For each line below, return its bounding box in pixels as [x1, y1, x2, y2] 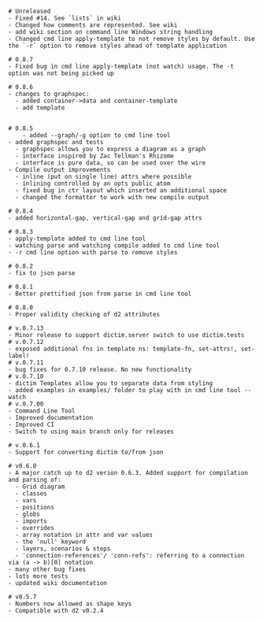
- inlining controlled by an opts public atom [15, 180, 171, 187]
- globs [15, 510, 41, 518]
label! [8, 352, 30, 360]
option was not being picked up [8, 69, 114, 77]
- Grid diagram [15, 483, 65, 491]
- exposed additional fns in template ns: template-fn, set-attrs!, [8, 345, 238, 353]
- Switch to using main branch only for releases [8, 428, 175, 435]
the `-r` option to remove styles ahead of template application [8, 42, 227, 50]
